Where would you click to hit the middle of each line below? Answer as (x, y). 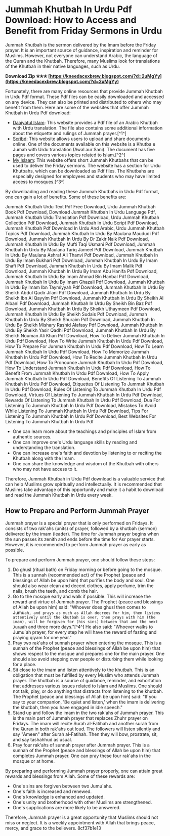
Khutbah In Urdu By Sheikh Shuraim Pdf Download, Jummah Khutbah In (80, 319)
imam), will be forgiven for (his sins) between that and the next (85, 622)
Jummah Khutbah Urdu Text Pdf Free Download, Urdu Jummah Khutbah (80, 206)
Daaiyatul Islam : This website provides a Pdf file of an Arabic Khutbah (85, 122)
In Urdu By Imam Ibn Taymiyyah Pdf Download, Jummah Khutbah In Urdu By (85, 287)
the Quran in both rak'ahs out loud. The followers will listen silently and (86, 729)
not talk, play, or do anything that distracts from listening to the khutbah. (88, 691)
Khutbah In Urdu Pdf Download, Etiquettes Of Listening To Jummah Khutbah (85, 384)
